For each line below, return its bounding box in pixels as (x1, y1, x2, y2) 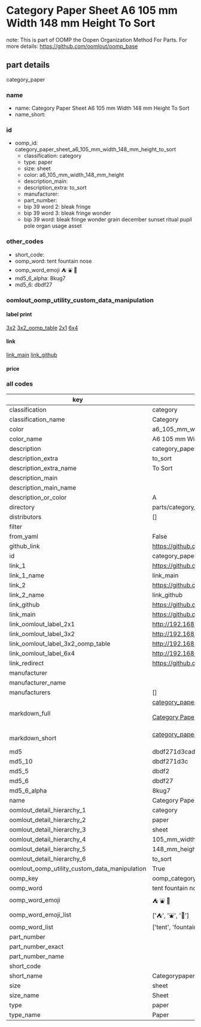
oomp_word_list (9, 923, 54, 931)
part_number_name (9, 952, 64, 960)
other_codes (6, 238, 44, 246)
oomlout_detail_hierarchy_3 (9, 825, 86, 834)
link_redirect (9, 659, 44, 667)
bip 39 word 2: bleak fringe (23, 203, 91, 211)
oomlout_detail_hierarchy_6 (9, 854, 86, 863)
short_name (9, 971, 43, 980)
